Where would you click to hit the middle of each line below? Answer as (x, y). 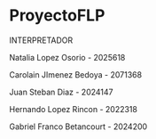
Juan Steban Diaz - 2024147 (61, 92)
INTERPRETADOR (41, 40)
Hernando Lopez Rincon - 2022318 (73, 109)
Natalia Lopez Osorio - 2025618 (67, 57)
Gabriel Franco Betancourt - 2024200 (78, 127)
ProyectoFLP (57, 16)
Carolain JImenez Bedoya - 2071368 (76, 74)
